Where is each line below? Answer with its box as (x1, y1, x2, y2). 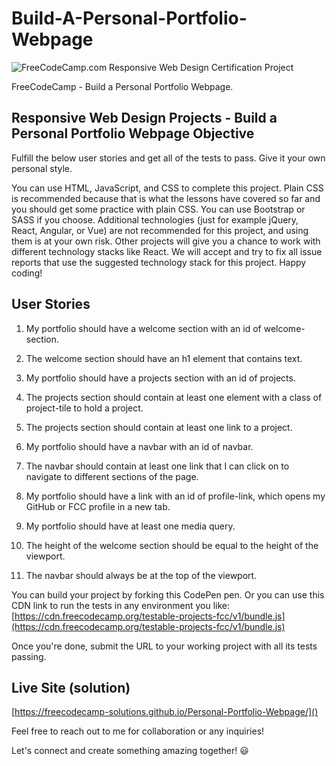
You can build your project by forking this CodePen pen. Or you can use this (11, 588, 325, 601)
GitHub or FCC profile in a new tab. (25, 500, 171, 512)
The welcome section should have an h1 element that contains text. (25, 352, 303, 364)
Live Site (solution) (11, 679, 131, 696)
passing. (11, 650, 47, 662)
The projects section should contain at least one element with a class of (25, 391, 323, 403)
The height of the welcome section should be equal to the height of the (25, 539, 319, 551)
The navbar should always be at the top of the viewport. (25, 569, 258, 581)
